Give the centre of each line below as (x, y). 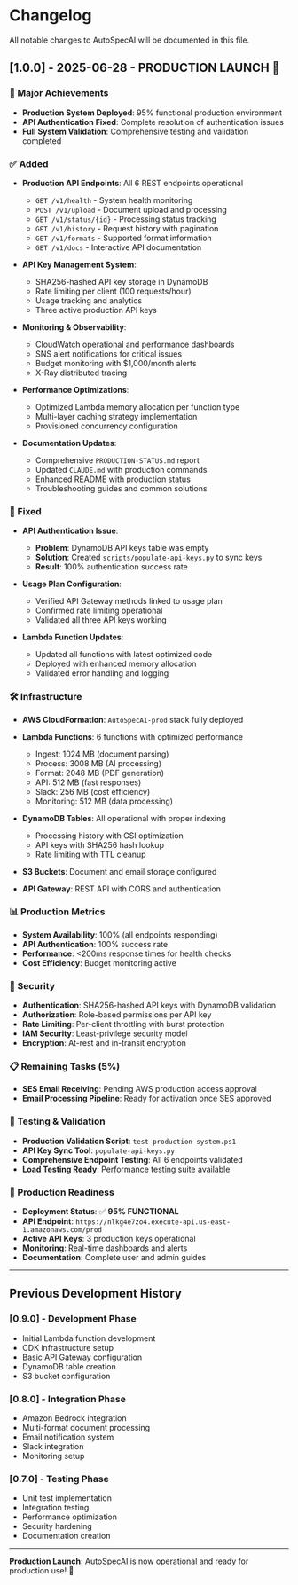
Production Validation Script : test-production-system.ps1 (129, 1141)
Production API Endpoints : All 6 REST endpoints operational (133, 183)
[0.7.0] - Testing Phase (59, 1479)
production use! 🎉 (42, 1571)
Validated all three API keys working (101, 620)
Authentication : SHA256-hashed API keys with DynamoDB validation (149, 1005)
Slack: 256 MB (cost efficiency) (93, 791)
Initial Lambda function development (89, 1338)
